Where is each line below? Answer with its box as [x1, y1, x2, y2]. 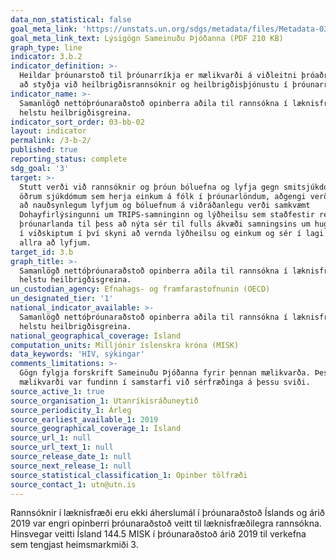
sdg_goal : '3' [10, 163, 70, 173]
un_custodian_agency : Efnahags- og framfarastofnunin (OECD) [10, 284, 271, 295]
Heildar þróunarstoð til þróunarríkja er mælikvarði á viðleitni [19, 71, 298, 81]
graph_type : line [10, 42, 83, 53]
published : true [10, 145, 78, 155]
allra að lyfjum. [19, 237, 92, 248]
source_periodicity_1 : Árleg [10, 405, 132, 415]
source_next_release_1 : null [10, 461, 132, 471]
